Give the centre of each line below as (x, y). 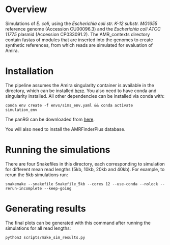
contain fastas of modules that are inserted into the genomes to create (79, 40)
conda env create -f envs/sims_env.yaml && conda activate (69, 105)
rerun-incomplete (24, 188)
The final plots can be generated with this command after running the (78, 223)
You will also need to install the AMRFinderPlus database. (65, 129)
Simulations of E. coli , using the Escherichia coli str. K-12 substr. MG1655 (81, 23)
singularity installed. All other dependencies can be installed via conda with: (85, 96)
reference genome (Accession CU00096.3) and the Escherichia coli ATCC (83, 29)
